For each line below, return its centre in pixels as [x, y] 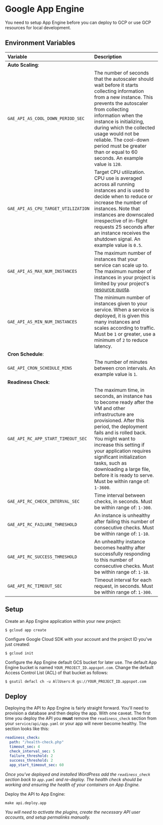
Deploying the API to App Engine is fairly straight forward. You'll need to [77, 708]
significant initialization [120, 457]
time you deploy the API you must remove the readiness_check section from [81, 718]
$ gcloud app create [26, 630]
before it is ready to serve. [124, 475]
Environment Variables [40, 43]
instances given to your [121, 303]
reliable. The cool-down [122, 140]
